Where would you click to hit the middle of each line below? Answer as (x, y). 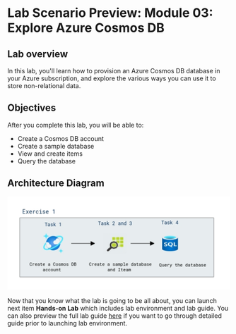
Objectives (32, 108)
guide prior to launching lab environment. (67, 323)
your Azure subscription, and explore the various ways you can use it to (112, 78)
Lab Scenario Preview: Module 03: (110, 13)
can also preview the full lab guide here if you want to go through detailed (115, 316)
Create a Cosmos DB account (61, 138)
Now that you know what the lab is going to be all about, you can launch (112, 300)
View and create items (50, 154)
